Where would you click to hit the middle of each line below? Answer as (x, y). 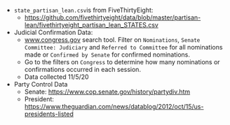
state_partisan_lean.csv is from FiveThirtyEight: (83, 10)
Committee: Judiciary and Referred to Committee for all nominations (123, 47)
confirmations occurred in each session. (83, 69)
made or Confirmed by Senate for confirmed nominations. (107, 54)
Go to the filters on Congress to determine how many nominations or (122, 62)
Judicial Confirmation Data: (53, 32)
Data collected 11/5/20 (56, 77)
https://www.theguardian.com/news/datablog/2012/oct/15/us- (114, 106)
